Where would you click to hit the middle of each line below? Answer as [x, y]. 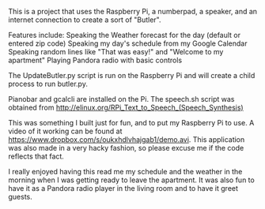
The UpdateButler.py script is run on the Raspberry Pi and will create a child [132, 75]
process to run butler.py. [48, 84]
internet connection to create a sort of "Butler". [85, 20]
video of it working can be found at [65, 131]
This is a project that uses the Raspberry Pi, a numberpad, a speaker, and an [133, 11]
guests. [21, 197]
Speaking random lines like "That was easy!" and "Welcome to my [116, 52]
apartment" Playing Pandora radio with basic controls [95, 60]
